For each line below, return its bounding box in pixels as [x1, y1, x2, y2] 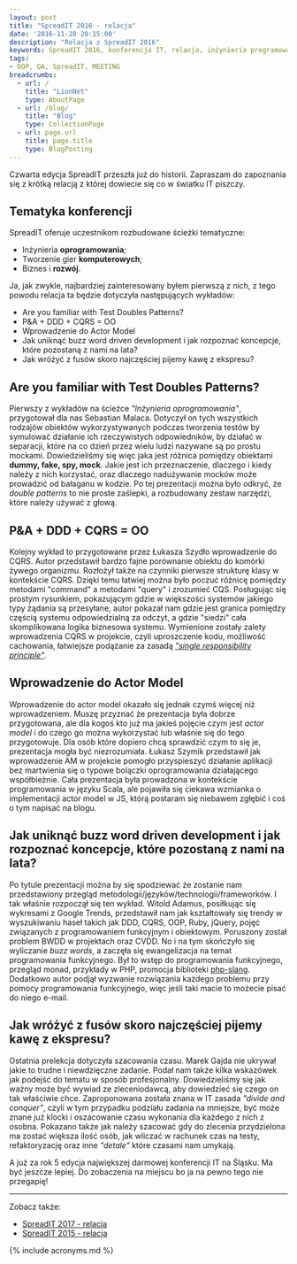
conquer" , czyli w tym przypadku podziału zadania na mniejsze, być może [9, 1102, 280, 1113]
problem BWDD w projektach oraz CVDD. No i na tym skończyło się [9, 936, 255, 946]
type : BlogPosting [25, 144, 93, 153]
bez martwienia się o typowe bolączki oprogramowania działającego [9, 765, 259, 775]
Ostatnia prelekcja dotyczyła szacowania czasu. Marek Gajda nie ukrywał [9, 1055, 277, 1066]
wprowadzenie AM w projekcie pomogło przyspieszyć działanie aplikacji [9, 755, 273, 766]
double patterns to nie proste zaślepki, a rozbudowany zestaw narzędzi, [9, 488, 272, 498]
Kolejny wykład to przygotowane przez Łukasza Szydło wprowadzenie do [9, 546, 278, 558]
